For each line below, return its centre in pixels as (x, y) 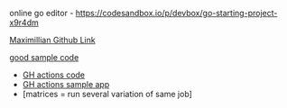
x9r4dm (24, 22)
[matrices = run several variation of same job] (107, 94)
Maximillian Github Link (53, 40)
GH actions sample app (66, 84)
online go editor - (42, 13)
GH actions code (54, 75)
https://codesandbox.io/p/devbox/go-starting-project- (176, 13)
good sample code (44, 57)
